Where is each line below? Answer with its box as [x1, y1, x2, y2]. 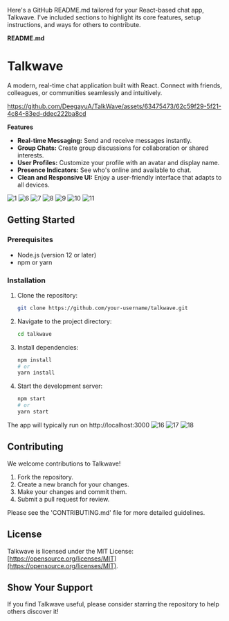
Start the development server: [17, 382, 103, 391]
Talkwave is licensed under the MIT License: [7, 547, 134, 555]
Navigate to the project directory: [17, 317, 112, 325]
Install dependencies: [17, 343, 79, 351]
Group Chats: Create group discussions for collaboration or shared [17, 144, 209, 152]
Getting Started [7, 214, 75, 226]
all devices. [17, 180, 50, 189]
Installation [7, 275, 46, 285]
